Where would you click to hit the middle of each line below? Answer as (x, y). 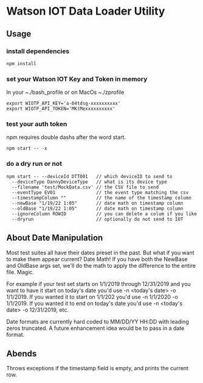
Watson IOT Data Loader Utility (86, 11)
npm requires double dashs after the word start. (66, 137)
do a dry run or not (34, 164)
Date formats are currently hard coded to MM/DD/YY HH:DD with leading (98, 321)
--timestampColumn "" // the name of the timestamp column (101, 198)
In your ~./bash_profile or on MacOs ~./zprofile (65, 92)
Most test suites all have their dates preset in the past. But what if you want (100, 252)
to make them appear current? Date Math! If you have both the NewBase (97, 259)
